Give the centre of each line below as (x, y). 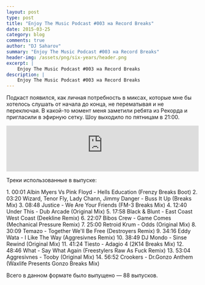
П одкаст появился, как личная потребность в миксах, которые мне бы (99, 98)
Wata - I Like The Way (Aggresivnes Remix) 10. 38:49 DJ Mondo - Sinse (97, 238)
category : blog (26, 35)
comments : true (26, 40)
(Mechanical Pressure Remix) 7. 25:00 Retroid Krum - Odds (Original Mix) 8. (102, 224)
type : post (20, 18)
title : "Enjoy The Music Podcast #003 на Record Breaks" (80, 23)
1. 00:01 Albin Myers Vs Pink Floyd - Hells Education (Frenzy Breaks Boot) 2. (102, 192)
